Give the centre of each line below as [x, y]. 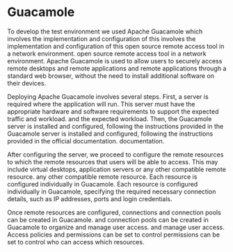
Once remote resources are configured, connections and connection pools [114, 212]
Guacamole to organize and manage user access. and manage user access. [116, 227]
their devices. [27, 83]
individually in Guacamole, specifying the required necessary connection [112, 191]
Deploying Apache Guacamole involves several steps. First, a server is [108, 96]
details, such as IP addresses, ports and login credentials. [90, 198]
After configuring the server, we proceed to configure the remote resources [115, 155]
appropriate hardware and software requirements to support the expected [113, 111]
